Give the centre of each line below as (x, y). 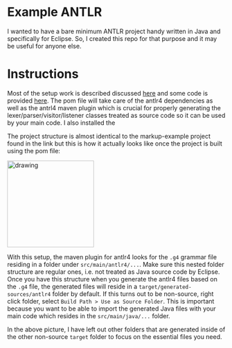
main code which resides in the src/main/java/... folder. (89, 315)
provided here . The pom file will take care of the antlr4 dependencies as (110, 101)
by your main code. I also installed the (61, 123)
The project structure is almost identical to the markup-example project (109, 136)
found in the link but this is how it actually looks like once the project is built (115, 143)
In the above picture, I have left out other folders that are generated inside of (116, 329)
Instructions (43, 74)
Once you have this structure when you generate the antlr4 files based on (113, 279)
